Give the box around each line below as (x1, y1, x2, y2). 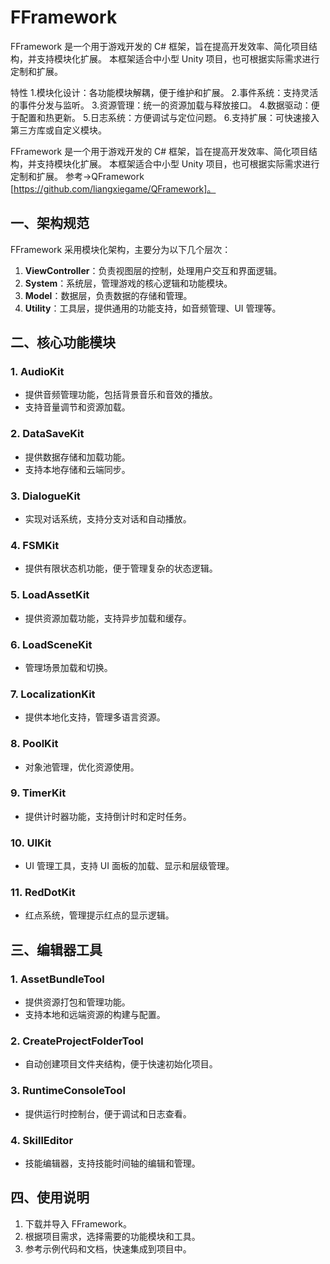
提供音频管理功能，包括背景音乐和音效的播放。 (24, 389, 218, 401)
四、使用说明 (10, 1189, 90, 1206)
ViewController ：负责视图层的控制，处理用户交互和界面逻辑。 (24, 264, 283, 276)
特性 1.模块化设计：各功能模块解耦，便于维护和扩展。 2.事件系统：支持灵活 (10, 86, 319, 98)
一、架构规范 (10, 215, 90, 232)
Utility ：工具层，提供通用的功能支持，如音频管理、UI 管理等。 (24, 302, 282, 314)
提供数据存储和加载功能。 (24, 451, 131, 463)
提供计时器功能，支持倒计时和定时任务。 (24, 810, 192, 822)
